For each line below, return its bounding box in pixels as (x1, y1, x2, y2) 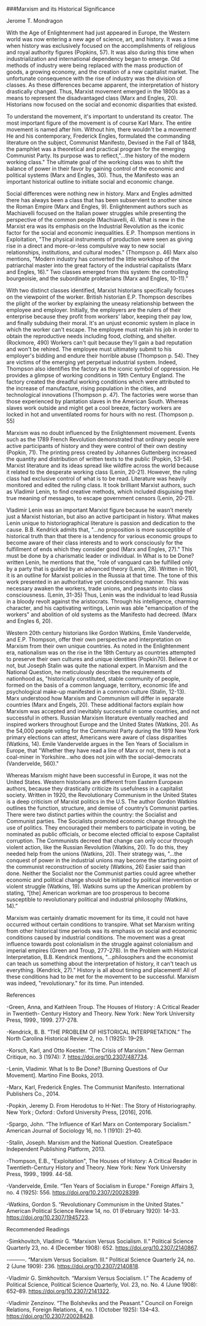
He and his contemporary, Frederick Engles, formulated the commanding (6, 132, 191, 139)
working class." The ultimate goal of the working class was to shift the (6, 159, 183, 165)
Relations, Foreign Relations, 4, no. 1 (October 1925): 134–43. (6, 1306, 160, 1313)
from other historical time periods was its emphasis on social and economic (6, 927, 197, 935)
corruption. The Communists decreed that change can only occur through (6, 837, 193, 844)
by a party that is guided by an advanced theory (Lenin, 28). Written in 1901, (6, 565, 198, 572)
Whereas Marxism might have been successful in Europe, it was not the (6, 772, 188, 779)
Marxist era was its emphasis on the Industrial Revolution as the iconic (6, 222, 184, 230)
